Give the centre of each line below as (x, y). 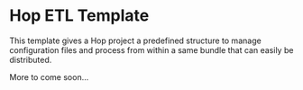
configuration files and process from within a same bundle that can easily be (151, 49)
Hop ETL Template (79, 16)
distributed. (31, 59)
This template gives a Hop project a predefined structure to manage (135, 40)
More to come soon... (49, 76)
